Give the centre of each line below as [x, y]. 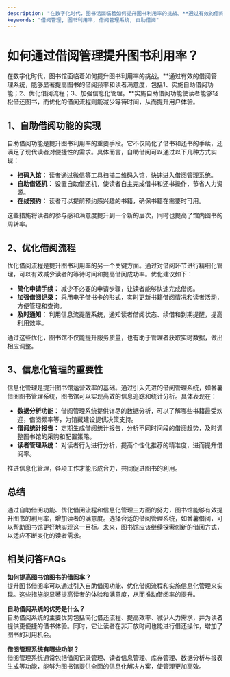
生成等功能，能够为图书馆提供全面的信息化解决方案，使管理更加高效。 [106, 666]
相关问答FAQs [37, 559]
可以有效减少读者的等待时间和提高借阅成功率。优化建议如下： [106, 274]
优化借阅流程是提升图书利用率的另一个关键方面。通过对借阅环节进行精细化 [112, 265]
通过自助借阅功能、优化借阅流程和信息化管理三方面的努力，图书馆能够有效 [112, 510]
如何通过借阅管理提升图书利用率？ [103, 56]
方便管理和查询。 [41, 306]
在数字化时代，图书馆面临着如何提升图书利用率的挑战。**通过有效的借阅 [109, 76]
